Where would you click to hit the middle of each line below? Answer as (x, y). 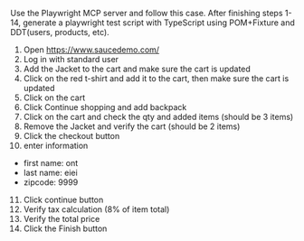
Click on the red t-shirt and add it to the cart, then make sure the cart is (156, 79)
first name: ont (51, 163)
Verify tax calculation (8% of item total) (96, 209)
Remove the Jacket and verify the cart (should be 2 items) (132, 126)
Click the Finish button (65, 228)
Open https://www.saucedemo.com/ (91, 50)
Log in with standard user (71, 59)
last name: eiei (50, 172)
